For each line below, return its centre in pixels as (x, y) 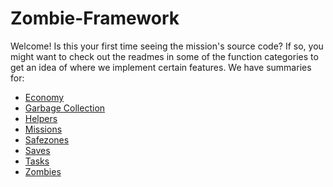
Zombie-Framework (95, 18)
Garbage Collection (65, 108)
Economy (44, 97)
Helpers (41, 118)
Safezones (47, 139)
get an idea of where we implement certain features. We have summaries (161, 67)
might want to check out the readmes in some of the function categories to (164, 56)
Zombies (43, 171)
